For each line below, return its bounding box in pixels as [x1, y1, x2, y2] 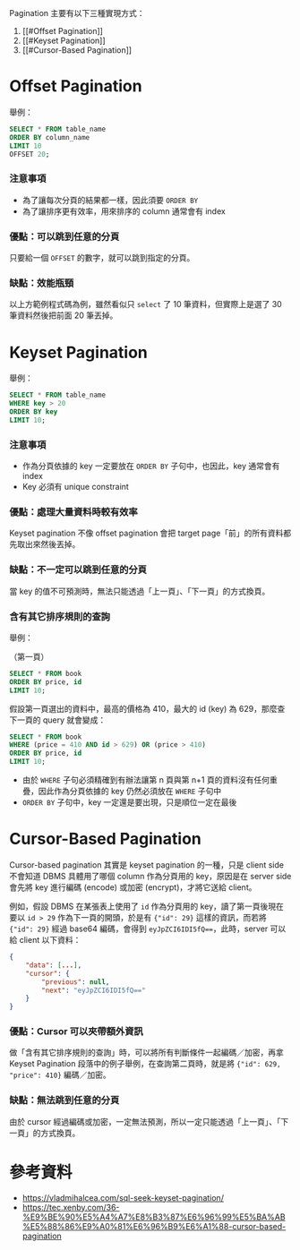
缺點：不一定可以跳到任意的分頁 [9, 563, 148, 576]
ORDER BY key [9, 407, 58, 416]
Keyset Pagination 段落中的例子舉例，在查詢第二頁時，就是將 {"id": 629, [9, 1058, 281, 1069]
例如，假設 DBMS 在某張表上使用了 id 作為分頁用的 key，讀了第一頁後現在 [9, 901, 285, 912]
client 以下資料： [19, 935, 81, 946]
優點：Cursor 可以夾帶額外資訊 [9, 1025, 143, 1038]
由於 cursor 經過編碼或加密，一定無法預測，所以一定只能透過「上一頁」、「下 [9, 1116, 289, 1126]
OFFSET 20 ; [9, 150, 50, 158]
